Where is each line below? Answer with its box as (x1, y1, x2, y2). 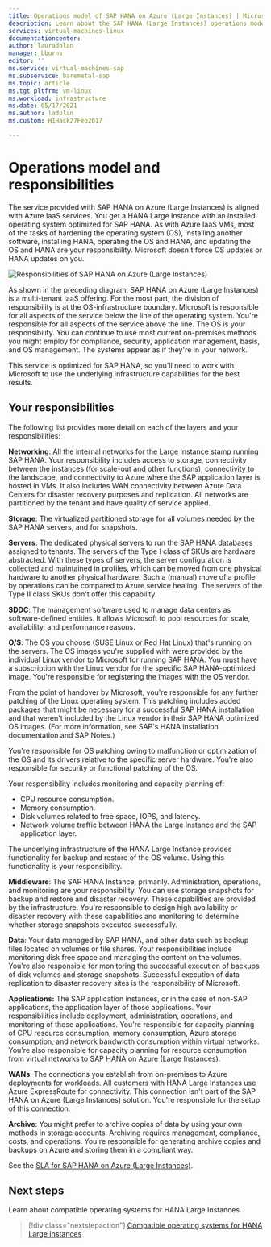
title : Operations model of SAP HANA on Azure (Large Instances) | (8, 11, 240, 20)
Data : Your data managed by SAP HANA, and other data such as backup (8, 935, 249, 945)
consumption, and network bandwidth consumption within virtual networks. (8, 1037, 260, 1046)
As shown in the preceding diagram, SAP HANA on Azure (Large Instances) (8, 285, 260, 294)
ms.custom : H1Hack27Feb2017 (8, 117, 103, 125)
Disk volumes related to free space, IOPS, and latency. (19, 811, 201, 821)
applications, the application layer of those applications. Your (8, 1002, 211, 1012)
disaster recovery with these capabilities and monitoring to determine (8, 911, 240, 921)
